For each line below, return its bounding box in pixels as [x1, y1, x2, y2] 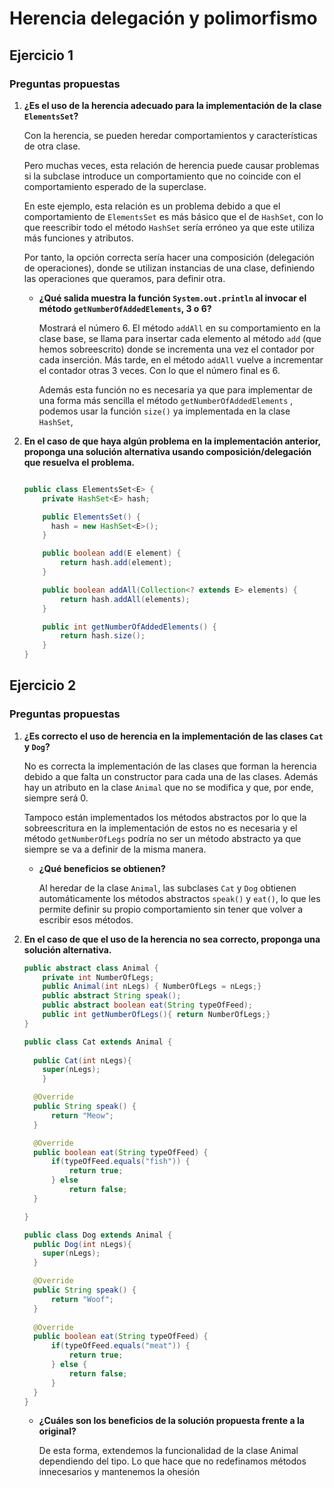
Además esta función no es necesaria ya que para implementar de [38, 383, 313, 396]
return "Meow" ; [50, 1110, 114, 1121]
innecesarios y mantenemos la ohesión [38, 1466, 201, 1478]
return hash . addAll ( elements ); [60, 594, 191, 604]
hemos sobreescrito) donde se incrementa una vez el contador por [38, 343, 315, 355]
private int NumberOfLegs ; [42, 972, 155, 982]
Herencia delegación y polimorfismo [9, 7, 318, 30]
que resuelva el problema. [23, 456, 135, 468]
